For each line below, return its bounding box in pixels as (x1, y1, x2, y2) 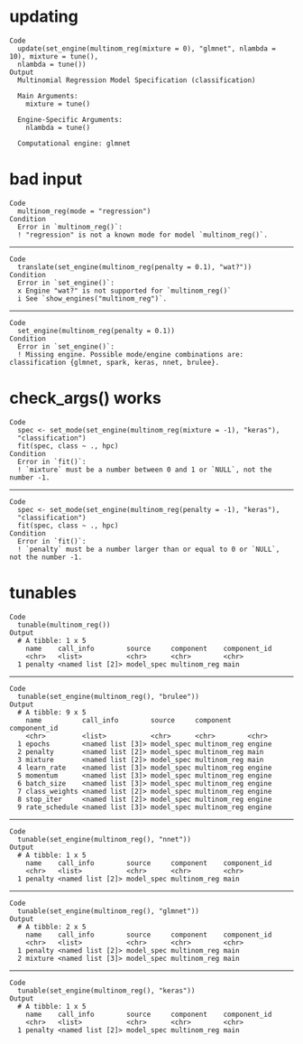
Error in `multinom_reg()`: (17, 222, 124, 231)
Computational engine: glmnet (17, 138, 131, 148)
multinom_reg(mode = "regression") (17, 206, 151, 216)
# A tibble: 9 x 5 (17, 707, 87, 717)
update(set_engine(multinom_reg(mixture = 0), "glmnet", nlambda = (17, 43, 277, 53)
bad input (9, 169, 83, 190)
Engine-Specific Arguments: (17, 115, 124, 124)
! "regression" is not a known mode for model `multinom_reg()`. (17, 230, 269, 239)
